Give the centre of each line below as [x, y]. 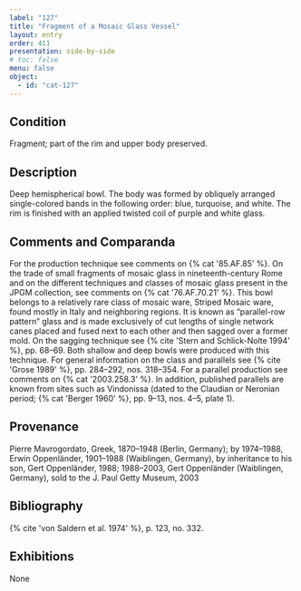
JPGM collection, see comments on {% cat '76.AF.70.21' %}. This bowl [141, 293]
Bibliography [46, 506]
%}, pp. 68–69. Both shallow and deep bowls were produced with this [140, 351]
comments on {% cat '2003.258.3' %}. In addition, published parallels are [146, 379]
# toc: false [34, 60]
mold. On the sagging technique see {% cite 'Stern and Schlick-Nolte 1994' [150, 341]
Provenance [44, 427]
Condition [38, 122]
